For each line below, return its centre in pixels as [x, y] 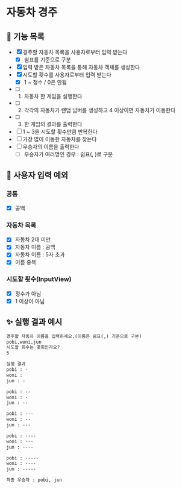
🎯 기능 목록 [26, 36]
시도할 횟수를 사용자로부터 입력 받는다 [67, 75]
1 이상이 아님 [30, 301]
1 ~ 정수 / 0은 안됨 [45, 83]
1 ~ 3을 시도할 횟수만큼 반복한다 [60, 132]
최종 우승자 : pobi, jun [34, 480]
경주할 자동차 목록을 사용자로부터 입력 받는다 [75, 52]
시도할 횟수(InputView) [39, 279]
